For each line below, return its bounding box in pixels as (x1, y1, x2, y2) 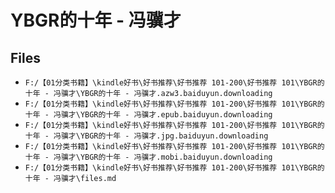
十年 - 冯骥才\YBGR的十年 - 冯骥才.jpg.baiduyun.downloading (24, 131, 269, 141)
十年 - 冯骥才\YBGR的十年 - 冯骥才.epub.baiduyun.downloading (24, 110, 273, 120)
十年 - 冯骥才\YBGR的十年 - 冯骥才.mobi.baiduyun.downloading (24, 152, 273, 162)
